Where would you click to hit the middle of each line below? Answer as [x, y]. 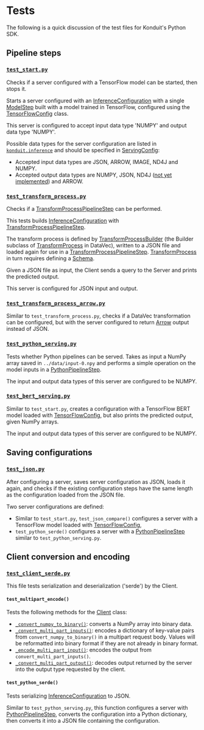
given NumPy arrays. [33, 422]
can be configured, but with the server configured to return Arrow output [98, 322]
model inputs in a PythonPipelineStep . [54, 369]
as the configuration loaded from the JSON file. [66, 495]
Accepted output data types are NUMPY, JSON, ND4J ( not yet [93, 175]
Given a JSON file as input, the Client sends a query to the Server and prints [102, 270]
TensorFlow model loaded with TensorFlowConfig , [78, 525]
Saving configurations [49, 452]
